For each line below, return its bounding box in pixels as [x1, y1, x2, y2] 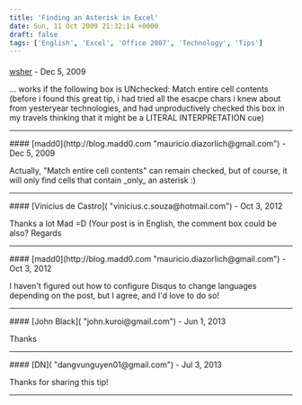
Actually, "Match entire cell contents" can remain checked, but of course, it [9, 165, 288, 175]
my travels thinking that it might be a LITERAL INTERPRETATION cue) [9, 112, 265, 122]
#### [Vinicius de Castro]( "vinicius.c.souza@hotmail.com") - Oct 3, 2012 [9, 200, 283, 211]
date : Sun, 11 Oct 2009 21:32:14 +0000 [9, 22, 159, 31]
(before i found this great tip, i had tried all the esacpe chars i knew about [9, 93, 281, 103]
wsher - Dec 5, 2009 [9, 66, 86, 76]
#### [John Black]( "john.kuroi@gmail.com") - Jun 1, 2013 [9, 316, 226, 327]
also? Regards [9, 227, 62, 238]
